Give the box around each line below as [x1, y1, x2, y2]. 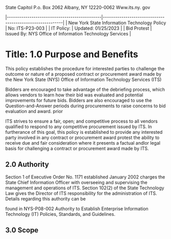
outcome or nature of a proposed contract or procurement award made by [5, 71, 162, 77]
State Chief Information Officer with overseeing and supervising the [5, 179, 148, 185]
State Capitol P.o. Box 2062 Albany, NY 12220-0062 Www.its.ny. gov [5, 5, 151, 10]
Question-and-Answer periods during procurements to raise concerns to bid [5, 103, 166, 109]
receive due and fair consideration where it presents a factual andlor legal [5, 140, 161, 146]
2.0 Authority [5, 160, 50, 169]
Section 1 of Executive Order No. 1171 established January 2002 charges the [5, 174, 165, 180]
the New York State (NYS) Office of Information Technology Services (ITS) [5, 76, 162, 83]
